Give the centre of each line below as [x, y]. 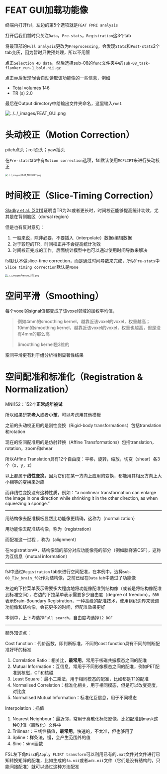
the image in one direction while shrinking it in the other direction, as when [82, 498]
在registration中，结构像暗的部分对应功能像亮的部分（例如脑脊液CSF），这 [81, 550]
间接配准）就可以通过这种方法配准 [44, 767]
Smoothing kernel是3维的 [43, 344]
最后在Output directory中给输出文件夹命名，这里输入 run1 [63, 103]
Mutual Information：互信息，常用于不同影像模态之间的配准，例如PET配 [86, 666]
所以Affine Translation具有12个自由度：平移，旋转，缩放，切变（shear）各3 [83, 459]
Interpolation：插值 [25, 708]
